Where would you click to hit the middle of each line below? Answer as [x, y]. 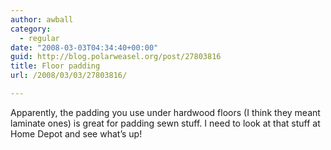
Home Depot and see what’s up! [76, 133]
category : [31, 29]
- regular [39, 38]
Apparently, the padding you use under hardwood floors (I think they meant [165, 112]
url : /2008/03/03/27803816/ [69, 76]
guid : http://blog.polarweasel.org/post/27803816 [116, 57]
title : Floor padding [55, 66]
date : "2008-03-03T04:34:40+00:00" [84, 47]
